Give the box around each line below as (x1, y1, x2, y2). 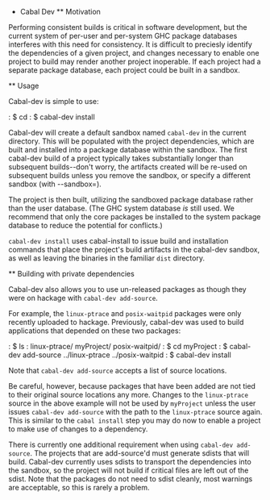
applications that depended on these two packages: (8, 326, 181, 335)
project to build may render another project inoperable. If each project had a (8, 56, 261, 66)
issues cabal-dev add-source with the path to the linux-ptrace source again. (8, 407, 263, 416)
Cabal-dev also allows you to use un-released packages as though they (8, 285, 247, 294)
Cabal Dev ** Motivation (19, 7, 101, 16)
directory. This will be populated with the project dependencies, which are (8, 136, 255, 146)
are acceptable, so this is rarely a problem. (8, 483, 151, 492)
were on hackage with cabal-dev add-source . (8, 294, 159, 302)
